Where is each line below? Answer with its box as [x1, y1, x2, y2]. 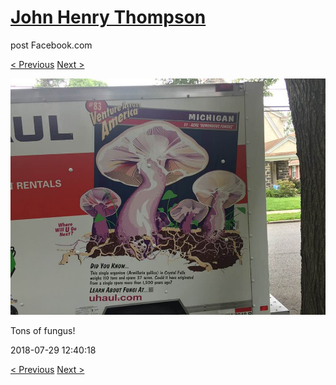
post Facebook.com [10, 39, 93, 51]
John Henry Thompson [10, 6, 207, 29]
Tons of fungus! [10, 324, 76, 336]
